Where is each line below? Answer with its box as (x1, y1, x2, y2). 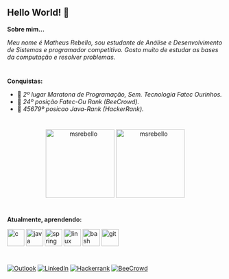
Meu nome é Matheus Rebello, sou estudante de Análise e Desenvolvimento (7, 38, 223, 47)
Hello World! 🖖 (7, 7, 70, 19)
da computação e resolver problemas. (7, 53, 116, 61)
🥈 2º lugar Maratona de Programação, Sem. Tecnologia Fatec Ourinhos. (16, 90, 223, 98)
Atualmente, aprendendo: (7, 215, 82, 223)
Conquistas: (7, 77, 43, 85)
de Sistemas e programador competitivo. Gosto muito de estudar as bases (7, 45, 219, 53)
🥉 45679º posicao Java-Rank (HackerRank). (16, 105, 144, 113)
